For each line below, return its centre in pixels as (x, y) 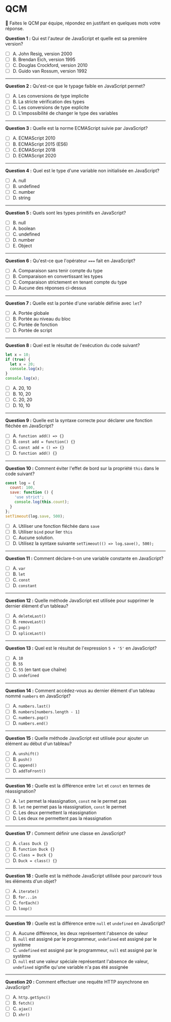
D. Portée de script (32, 330)
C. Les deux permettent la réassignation (54, 812)
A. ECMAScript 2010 (34, 138)
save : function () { (32, 493)
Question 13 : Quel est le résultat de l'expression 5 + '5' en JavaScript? (81, 648)
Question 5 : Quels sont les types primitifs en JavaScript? (66, 213)
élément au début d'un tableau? (39, 744)
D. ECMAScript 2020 (34, 155)
